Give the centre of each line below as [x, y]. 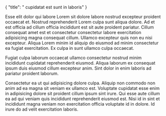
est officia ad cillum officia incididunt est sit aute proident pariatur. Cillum [80, 27]
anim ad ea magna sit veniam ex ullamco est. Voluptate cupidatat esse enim [83, 88]
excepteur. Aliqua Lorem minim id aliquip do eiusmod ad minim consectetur [82, 43]
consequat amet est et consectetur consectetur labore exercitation [73, 32]
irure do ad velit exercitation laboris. [42, 109]
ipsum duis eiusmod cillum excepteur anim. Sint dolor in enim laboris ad [78, 68]
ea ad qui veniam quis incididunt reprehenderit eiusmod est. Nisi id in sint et [83, 99]
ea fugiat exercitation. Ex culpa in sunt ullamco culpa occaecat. [70, 48]
